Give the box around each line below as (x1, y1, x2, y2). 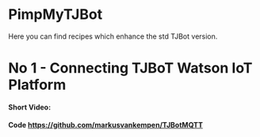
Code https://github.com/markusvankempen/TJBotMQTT (8, 120, 204, 130)
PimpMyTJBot (8, 6, 103, 24)
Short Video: (8, 102, 52, 112)
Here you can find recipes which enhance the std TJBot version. (8, 31, 218, 41)
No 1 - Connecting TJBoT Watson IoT (8, 59, 253, 77)
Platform (8, 76, 67, 94)
